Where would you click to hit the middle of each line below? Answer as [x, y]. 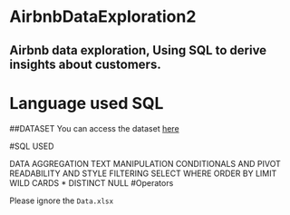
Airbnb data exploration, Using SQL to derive [138, 50]
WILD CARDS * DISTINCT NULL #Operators [92, 182]
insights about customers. [85, 64]
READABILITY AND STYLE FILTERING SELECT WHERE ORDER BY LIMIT [143, 173]
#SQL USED [32, 146]
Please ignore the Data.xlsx [62, 200]
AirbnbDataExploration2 [103, 17]
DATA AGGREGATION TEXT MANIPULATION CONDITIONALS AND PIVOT [145, 163]
